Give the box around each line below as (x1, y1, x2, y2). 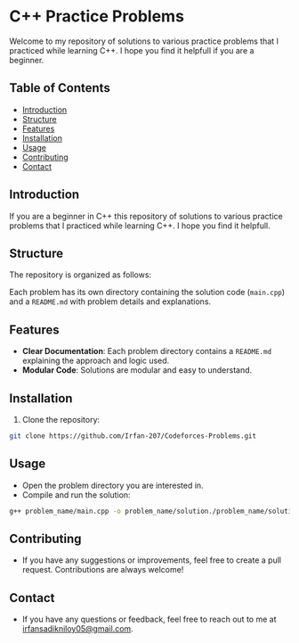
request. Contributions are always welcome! (21, 565, 184, 575)
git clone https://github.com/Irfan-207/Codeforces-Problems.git (9, 432, 256, 441)
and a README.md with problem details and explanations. (9, 296, 212, 307)
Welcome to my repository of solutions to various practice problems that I (9, 36, 279, 46)
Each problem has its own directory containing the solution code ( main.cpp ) (9, 287, 286, 298)
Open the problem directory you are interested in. (21, 480, 204, 490)
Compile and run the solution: (21, 489, 131, 500)
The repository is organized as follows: (9, 269, 152, 280)
